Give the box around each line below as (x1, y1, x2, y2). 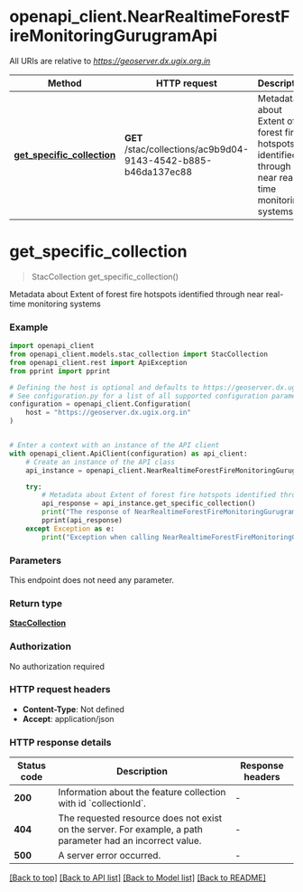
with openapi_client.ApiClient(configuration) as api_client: (9, 449, 248, 458)
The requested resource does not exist (58, 812, 223, 824)
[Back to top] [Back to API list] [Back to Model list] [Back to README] (9, 872, 266, 883)
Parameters (9, 554, 61, 567)
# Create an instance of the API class (25, 457, 176, 466)
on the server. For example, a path (58, 823, 203, 836)
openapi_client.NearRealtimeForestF (9, 6, 290, 27)
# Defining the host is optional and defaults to (9, 382, 200, 392)
